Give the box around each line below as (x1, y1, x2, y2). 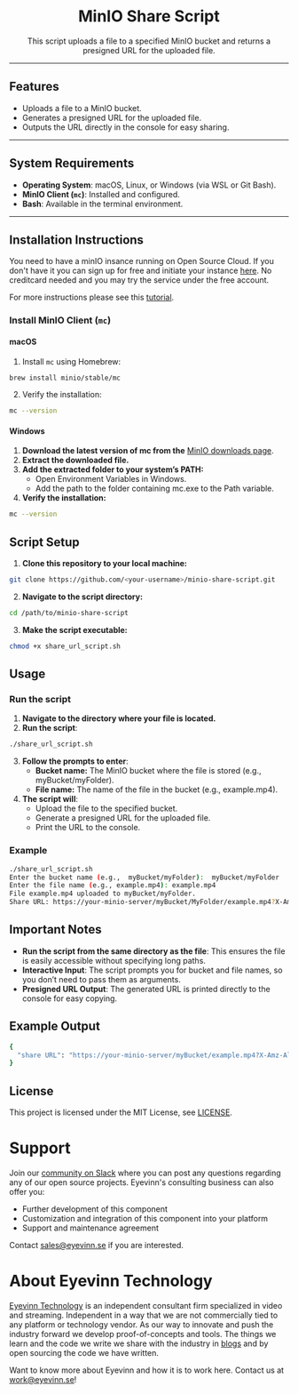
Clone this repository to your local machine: (21, 558, 188, 569)
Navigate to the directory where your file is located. (21, 713, 216, 724)
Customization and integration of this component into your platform (21, 1214, 269, 1223)
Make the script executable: (21, 624, 129, 635)
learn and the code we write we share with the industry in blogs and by (9, 1338, 269, 1349)
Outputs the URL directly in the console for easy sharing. (21, 122, 230, 132)
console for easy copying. (21, 993, 118, 1004)
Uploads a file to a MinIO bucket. (21, 102, 142, 113)
